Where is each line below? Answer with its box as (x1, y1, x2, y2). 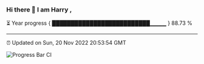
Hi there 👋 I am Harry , (6, 5, 72, 14)
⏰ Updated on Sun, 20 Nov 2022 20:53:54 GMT (6, 39, 126, 46)
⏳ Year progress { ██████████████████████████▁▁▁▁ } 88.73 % (6, 19, 192, 27)
